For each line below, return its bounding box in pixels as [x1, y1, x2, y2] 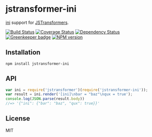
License [5, 115, 30, 123]
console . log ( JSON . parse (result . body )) [5, 97, 85, 101]
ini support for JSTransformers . [5, 20, 69, 25]
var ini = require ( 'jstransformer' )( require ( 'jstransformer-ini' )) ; [5, 87, 148, 92]
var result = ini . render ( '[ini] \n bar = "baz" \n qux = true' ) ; [5, 92, 133, 97]
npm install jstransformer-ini [5, 61, 69, 66]
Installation [5, 48, 41, 57]
